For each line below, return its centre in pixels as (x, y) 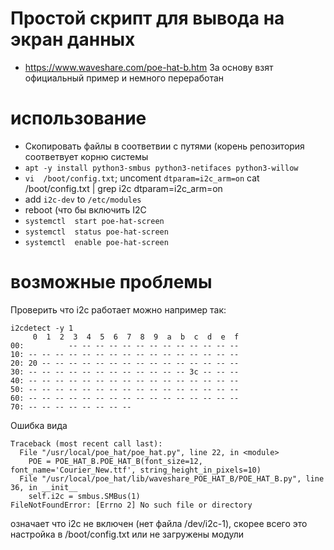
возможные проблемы (111, 282)
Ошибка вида (39, 425)
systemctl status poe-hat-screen (96, 232)
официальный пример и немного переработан (124, 78)
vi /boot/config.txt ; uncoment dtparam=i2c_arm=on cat (142, 178)
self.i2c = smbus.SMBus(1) (84, 496)
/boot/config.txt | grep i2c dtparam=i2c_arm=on (123, 188)
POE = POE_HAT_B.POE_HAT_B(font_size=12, (115, 461)
